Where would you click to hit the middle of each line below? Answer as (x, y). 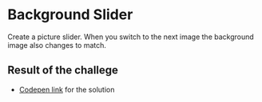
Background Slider (70, 15)
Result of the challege (63, 71)
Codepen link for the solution (67, 89)
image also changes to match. (57, 45)
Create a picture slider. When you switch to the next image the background (131, 37)
